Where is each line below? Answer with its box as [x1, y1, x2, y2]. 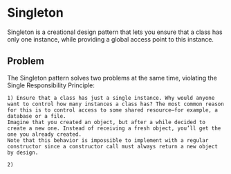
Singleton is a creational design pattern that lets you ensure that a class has [7, 28, 223, 36]
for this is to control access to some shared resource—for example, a [7, 106, 218, 114]
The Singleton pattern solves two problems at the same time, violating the [7, 73, 218, 82]
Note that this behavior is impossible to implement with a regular [7, 137, 209, 143]
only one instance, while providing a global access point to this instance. [7, 35, 214, 43]
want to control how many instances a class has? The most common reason [7, 101, 225, 107]
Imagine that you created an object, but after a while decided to [7, 119, 206, 125]
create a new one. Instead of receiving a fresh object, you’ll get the [7, 125, 221, 132]
